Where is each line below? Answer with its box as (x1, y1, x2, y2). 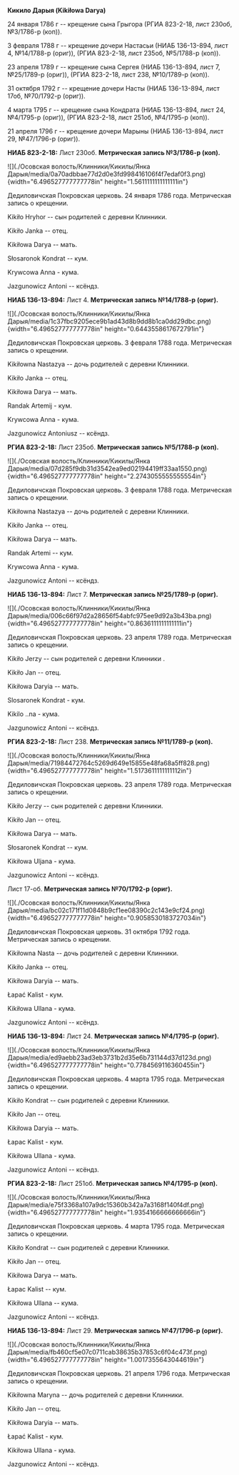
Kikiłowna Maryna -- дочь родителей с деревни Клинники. (7, 1391, 184, 1399)
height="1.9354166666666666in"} (104, 1208, 206, 1217)
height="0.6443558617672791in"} (104, 325, 205, 333)
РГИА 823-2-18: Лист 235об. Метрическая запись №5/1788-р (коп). (7, 443, 219, 451)
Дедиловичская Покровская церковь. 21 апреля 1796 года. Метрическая (7, 1369, 230, 1377)
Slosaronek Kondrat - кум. (7, 696, 86, 704)
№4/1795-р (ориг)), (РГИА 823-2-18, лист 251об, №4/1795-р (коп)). (7, 114, 210, 121)
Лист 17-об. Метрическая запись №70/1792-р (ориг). (7, 885, 173, 893)
